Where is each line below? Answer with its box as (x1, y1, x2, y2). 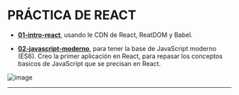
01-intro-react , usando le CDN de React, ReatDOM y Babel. (17, 30, 193, 39)
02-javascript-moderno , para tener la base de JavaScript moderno (17, 44, 217, 52)
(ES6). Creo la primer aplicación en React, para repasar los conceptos (17, 52, 223, 60)
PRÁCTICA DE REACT (7, 7, 137, 23)
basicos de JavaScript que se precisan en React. (17, 59, 161, 67)
